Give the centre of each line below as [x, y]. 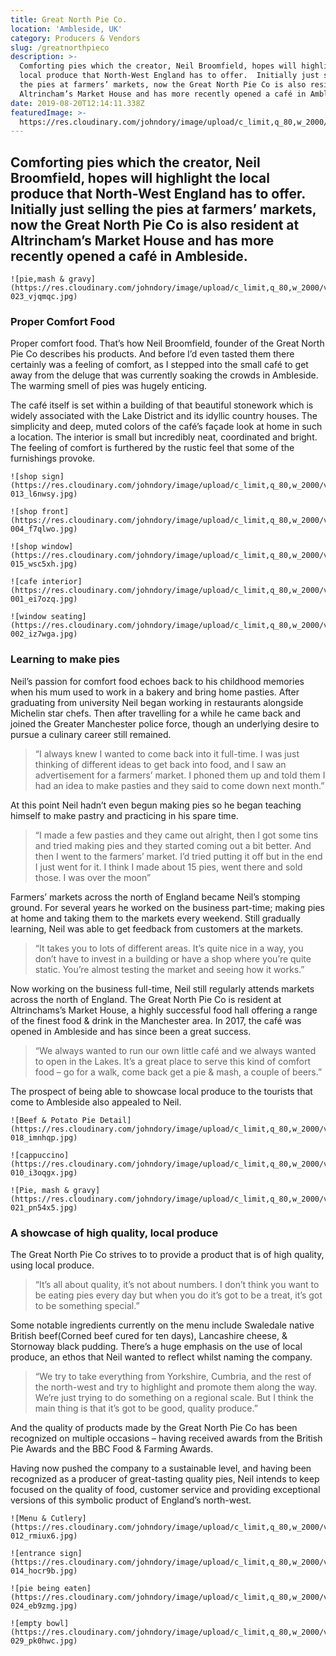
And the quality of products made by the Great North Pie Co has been [154, 1427]
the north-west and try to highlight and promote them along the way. [176, 1387]
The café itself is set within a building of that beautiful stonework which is [162, 405]
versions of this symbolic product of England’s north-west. [131, 1500]
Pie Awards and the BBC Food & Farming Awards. [112, 1448]
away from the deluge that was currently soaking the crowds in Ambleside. [164, 375]
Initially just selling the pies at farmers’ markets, [163, 209]
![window [28, 617]
